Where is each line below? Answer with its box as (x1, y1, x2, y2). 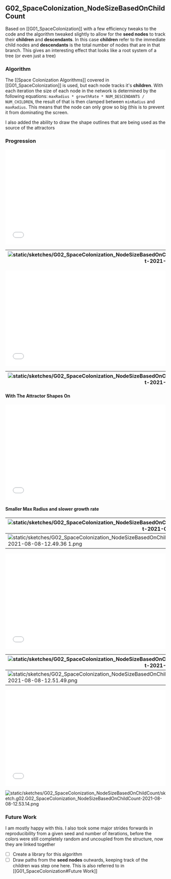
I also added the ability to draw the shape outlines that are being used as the (5, 119, 166, 125)
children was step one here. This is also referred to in (12, 863, 125, 869)
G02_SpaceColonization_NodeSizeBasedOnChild (5, 4, 165, 13)
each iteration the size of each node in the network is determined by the (5, 88, 157, 94)
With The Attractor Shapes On (5, 393, 70, 399)
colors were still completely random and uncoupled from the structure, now (5, 836, 164, 842)
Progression (5, 138, 37, 145)
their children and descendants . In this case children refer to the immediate (5, 36, 166, 42)
